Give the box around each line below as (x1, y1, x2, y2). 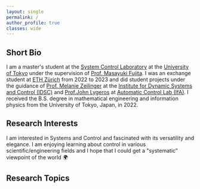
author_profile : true (6, 20, 60, 26)
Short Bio (6, 47, 42, 57)
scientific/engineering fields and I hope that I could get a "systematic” (6, 147, 178, 154)
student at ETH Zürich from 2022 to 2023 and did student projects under (6, 76, 186, 83)
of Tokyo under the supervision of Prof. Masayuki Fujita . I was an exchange (6, 70, 191, 77)
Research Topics (6, 173, 70, 184)
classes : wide (6, 25, 42, 32)
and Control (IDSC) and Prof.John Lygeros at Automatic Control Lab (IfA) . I (6, 89, 189, 96)
